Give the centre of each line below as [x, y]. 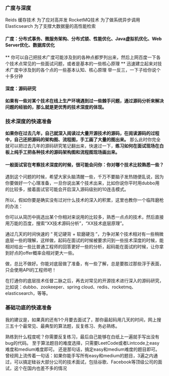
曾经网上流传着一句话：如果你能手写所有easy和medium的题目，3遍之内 [79, 355]
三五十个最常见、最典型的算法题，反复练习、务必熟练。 [62, 326]
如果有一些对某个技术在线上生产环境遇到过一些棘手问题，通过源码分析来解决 [84, 101]
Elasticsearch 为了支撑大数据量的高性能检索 [51, 26]
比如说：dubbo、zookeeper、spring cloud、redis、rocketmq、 [71, 287]
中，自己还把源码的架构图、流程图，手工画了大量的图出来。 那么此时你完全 [83, 139]
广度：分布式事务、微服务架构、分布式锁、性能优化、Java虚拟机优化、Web [83, 38]
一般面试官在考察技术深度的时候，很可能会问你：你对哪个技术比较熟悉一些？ [84, 164]
